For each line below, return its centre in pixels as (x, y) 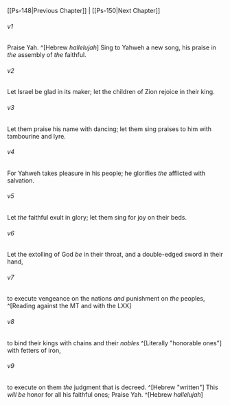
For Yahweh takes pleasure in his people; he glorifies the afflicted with (106, 173)
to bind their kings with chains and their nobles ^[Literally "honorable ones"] (114, 343)
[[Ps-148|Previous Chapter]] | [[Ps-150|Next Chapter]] (84, 11)
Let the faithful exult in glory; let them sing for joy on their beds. (97, 218)
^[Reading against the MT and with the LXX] (69, 306)
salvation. (21, 180)
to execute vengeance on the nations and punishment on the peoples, (106, 299)
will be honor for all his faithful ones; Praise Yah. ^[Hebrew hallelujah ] (105, 394)
